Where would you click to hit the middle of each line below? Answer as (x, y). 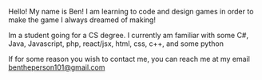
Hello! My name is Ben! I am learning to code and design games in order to (131, 11)
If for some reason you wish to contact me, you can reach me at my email (129, 59)
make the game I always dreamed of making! (82, 20)
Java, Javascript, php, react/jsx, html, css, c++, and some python (116, 44)
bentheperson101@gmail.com (57, 67)
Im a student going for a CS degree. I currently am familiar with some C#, (129, 35)
